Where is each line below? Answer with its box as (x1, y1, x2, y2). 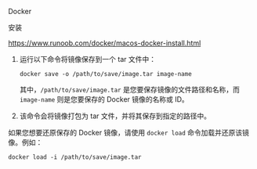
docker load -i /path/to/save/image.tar (8, 153, 143, 161)
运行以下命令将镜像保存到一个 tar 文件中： (19, 55, 157, 63)
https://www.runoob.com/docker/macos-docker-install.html (8, 38, 201, 48)
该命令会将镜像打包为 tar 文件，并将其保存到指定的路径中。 (19, 111, 212, 120)
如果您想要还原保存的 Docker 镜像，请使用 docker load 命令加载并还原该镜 (8, 128, 249, 137)
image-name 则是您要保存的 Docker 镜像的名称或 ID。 (19, 95, 190, 104)
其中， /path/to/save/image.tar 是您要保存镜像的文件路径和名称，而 (19, 85, 241, 94)
